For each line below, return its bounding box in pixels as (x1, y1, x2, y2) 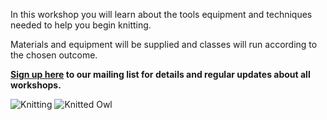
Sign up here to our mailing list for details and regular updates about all (10, 69, 311, 80)
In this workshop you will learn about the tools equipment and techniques (10, 9, 313, 20)
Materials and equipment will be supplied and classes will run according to (10, 39, 318, 50)
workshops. (10, 79, 62, 91)
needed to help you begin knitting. (10, 19, 152, 31)
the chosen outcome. (10, 49, 98, 61)
